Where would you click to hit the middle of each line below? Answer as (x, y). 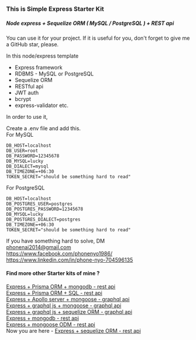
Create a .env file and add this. (44, 128)
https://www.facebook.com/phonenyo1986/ (59, 253)
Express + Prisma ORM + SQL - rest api (54, 293)
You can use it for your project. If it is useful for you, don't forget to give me (98, 38)
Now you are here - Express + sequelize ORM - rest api (73, 331)
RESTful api (29, 86)
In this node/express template (42, 56)
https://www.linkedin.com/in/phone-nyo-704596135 (70, 260)
